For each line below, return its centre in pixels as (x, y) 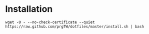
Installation (29, 9)
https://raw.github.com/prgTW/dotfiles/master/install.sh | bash (74, 26)
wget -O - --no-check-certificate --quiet (50, 22)
